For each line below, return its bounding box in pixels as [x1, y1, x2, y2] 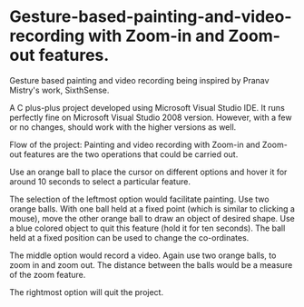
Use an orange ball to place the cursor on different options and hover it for [9, 166, 288, 177]
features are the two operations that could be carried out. [24, 148, 239, 160]
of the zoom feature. [9, 269, 86, 280]
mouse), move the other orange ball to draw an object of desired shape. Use [9, 213, 295, 223]
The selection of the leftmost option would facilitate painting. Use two [9, 193, 270, 204]
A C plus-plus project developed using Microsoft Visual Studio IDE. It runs [9, 102, 286, 113]
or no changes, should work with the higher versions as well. [9, 121, 237, 133]
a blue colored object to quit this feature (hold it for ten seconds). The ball [9, 223, 286, 233]
